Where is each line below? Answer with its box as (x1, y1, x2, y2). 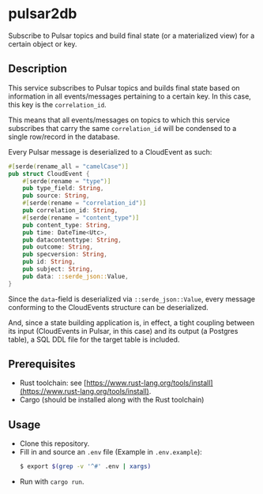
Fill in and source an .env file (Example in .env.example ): (19, 447, 203, 457)
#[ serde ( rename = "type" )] (22, 177, 111, 185)
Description (8, 62, 67, 76)
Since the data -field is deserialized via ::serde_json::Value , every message (8, 294, 255, 304)
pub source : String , (22, 192, 90, 200)
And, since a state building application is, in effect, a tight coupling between (8, 317, 255, 327)
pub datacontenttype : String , (22, 236, 122, 244)
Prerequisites (8, 357, 76, 371)
